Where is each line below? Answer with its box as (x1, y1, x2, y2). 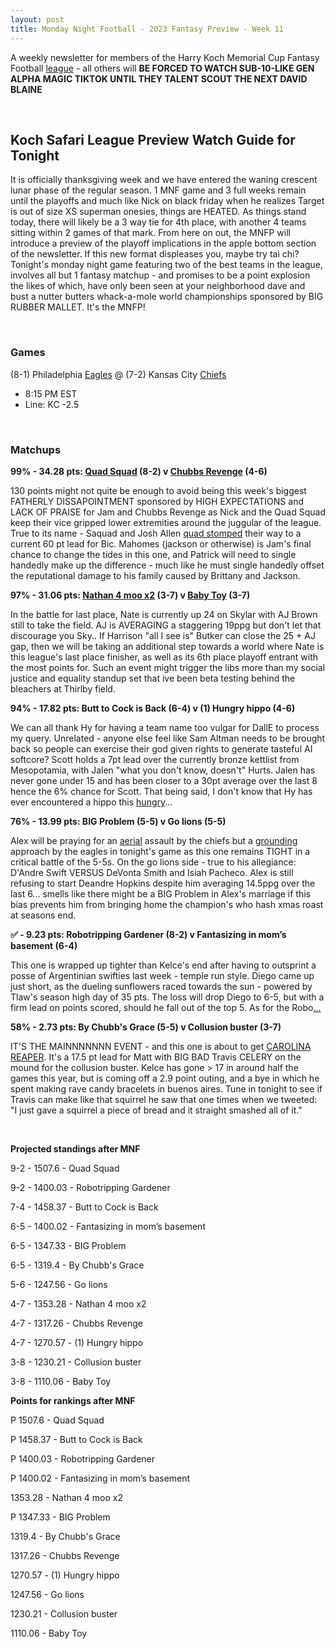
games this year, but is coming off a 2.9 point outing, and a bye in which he (10, 1072, 320, 1084)
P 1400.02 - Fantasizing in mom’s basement (10, 1472, 191, 1484)
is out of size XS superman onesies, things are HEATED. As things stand (10, 206, 307, 218)
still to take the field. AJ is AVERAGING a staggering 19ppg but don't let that (10, 619, 322, 631)
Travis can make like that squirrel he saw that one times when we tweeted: (10, 1093, 318, 1105)
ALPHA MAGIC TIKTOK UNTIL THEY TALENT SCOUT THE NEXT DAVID (10, 72, 308, 85)
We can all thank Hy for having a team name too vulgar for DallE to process (10, 721, 320, 733)
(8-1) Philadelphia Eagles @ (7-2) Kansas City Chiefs (10, 368, 227, 380)
